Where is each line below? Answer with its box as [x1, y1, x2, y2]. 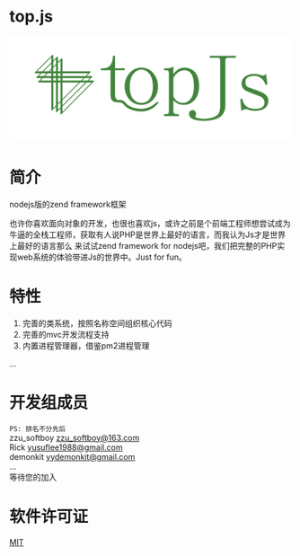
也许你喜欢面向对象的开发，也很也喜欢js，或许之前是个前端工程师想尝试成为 [9, 217, 291, 228]
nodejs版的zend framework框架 [9, 199, 127, 209]
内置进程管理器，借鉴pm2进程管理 [22, 340, 150, 351]
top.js [9, 6, 54, 27]
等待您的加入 [9, 472, 57, 482]
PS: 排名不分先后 [9, 424, 66, 433]
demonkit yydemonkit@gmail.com [9, 451, 136, 462]
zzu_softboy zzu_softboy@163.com [9, 432, 140, 443]
